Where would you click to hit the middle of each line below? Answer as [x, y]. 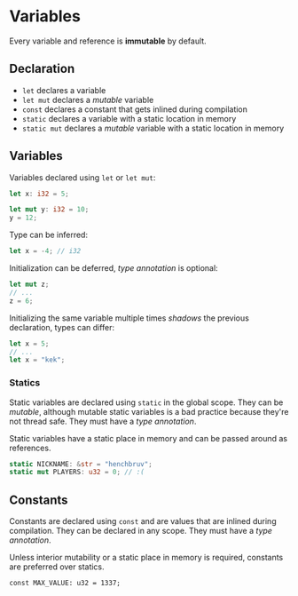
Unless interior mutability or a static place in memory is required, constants [146, 558]
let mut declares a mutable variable [88, 99]
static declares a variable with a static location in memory [129, 118]
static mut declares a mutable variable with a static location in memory [153, 128]
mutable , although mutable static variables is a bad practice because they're [149, 411]
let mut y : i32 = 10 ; [49, 210]
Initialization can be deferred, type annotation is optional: [114, 268]
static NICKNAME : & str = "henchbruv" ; [81, 464]
